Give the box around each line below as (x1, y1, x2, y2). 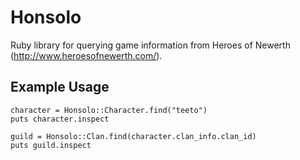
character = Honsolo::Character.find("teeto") (10, 105, 208, 115)
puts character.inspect (10, 114, 110, 124)
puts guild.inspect (10, 140, 92, 150)
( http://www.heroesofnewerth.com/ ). (10, 49, 163, 61)
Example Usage (10, 79, 110, 96)
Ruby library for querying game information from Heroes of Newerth (10, 39, 291, 51)
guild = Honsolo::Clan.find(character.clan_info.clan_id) (10, 131, 257, 141)
